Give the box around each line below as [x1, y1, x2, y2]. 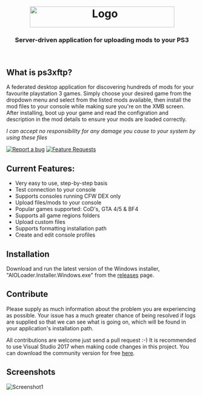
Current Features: [6, 163, 75, 173]
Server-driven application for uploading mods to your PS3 [15, 36, 189, 44]
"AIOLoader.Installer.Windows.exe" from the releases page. [6, 271, 155, 279]
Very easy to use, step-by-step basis [15, 179, 108, 187]
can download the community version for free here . [6, 349, 135, 356]
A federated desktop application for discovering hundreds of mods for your [6, 83, 194, 91]
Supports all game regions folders [15, 212, 100, 219]
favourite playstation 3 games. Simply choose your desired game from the [6, 90, 192, 97]
